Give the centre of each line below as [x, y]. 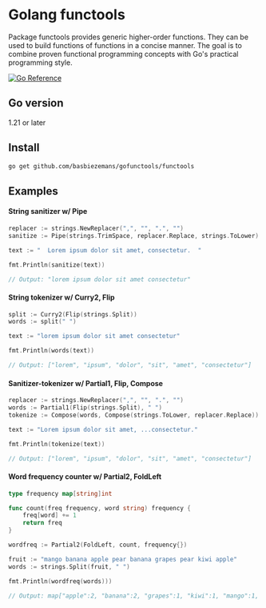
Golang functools [67, 15]
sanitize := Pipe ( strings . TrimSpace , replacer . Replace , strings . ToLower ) [134, 236]
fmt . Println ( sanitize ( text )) [57, 265]
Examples [33, 191]
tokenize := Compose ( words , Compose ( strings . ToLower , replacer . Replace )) [134, 415]
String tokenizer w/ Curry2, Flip [62, 297]
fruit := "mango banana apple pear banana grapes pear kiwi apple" [123, 559]
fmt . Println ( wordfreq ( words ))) [60, 581]
